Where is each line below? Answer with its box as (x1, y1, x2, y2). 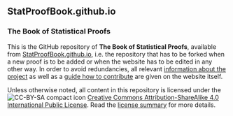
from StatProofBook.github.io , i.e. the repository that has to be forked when (7, 50, 225, 58)
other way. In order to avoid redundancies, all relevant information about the (7, 64, 226, 73)
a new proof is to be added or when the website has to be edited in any (7, 57, 213, 66)
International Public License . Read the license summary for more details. (7, 101, 216, 109)
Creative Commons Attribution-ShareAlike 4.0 (87, 93, 219, 101)
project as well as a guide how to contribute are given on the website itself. (7, 72, 223, 80)
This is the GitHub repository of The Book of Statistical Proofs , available (7, 42, 217, 51)
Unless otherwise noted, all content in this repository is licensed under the (7, 85, 222, 94)
